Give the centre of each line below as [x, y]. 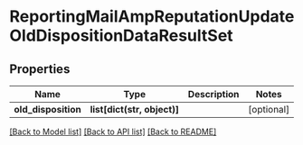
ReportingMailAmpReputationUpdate [152, 17]
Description [213, 94]
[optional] [269, 109]
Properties [40, 69]
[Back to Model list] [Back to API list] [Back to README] [113, 131]
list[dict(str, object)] [134, 109]
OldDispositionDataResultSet [121, 36]
